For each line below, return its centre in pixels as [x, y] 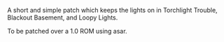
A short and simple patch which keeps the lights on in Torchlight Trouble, [113, 10]
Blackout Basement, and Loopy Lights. [63, 17]
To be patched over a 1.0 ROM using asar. [67, 31]
